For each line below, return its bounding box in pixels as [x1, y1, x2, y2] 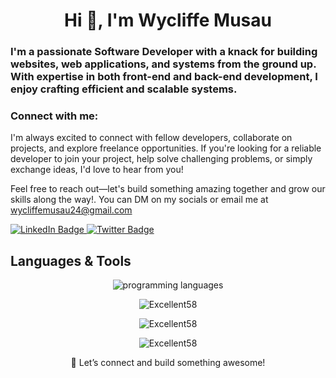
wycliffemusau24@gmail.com [10, 204, 133, 216]
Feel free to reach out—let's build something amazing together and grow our [10, 183, 326, 195]
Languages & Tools [10, 252, 132, 269]
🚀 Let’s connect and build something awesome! [70, 357, 266, 369]
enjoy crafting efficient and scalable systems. [10, 82, 238, 96]
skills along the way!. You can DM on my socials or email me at [10, 194, 269, 206]
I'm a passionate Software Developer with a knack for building [10, 45, 318, 59]
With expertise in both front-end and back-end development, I [10, 70, 318, 84]
